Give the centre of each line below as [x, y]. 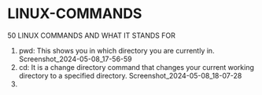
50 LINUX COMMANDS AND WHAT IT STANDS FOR [92, 35]
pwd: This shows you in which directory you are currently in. [116, 50]
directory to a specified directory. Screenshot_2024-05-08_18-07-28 [130, 75]
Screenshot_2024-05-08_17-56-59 [76, 59]
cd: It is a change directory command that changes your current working [137, 67]
